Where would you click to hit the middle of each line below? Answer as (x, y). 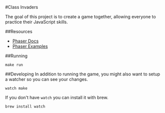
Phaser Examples (30, 46)
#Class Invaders (22, 7)
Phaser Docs (25, 41)
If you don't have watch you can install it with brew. (57, 97)
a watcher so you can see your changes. (47, 79)
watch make (16, 88)
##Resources (19, 31)
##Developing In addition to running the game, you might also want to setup (82, 74)
